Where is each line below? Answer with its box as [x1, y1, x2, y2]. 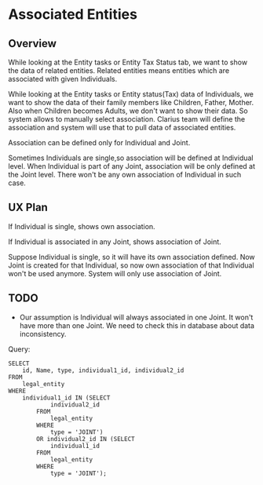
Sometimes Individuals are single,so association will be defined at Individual [8, 153, 254, 162]
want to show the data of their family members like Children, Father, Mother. [8, 98, 254, 107]
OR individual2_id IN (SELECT [36, 435, 135, 443]
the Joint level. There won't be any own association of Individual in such [8, 170, 242, 179]
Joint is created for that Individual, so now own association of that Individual [8, 261, 254, 270]
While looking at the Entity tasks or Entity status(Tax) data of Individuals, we [8, 89, 254, 99]
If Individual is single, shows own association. [8, 221, 155, 231]
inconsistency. [19, 329, 67, 338]
